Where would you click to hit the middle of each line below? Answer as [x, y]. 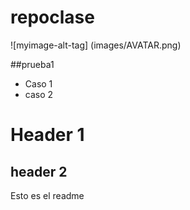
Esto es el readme [47, 195]
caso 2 [39, 94]
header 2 [39, 171]
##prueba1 [32, 64]
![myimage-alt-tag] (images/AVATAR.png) [96, 45]
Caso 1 [38, 83]
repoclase [52, 17]
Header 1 [47, 135]
